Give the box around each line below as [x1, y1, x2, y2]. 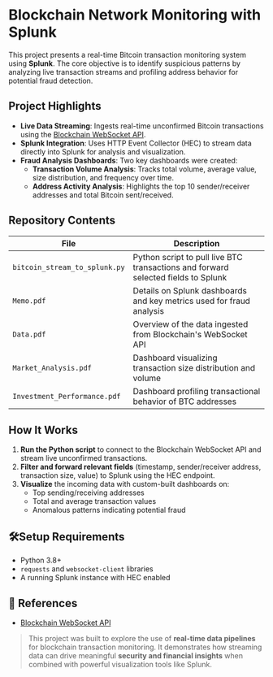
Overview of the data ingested [132, 319, 249, 330]
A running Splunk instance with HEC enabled [19, 573, 171, 583]
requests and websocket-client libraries [19, 564, 154, 574]
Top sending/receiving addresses [32, 488, 145, 497]
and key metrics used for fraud [132, 295, 250, 306]
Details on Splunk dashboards [132, 284, 248, 296]
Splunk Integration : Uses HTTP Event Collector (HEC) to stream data [19, 138, 252, 148]
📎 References [8, 596, 78, 610]
